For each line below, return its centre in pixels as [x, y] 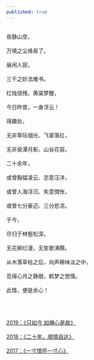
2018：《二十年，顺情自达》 [40, 336]
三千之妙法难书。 [28, 79]
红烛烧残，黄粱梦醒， [33, 93]
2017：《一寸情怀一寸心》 [37, 350]
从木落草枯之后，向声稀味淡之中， [49, 262]
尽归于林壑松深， [28, 234]
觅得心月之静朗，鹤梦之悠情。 [43, 276]
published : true [27, 12]
